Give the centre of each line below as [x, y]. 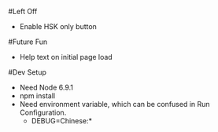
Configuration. [43, 112]
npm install [37, 96]
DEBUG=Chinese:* [62, 121]
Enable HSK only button [58, 26]
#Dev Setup [28, 72]
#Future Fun [28, 42]
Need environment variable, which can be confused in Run [115, 104]
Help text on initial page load [66, 57]
